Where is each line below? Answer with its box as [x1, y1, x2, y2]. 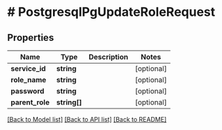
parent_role [10, 98, 50, 107]
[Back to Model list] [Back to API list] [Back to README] [7, 115, 167, 123]
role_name [10, 75, 47, 84]
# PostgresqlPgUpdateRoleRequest [7, 4, 216, 20]
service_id [10, 64, 47, 73]
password [10, 86, 45, 95]
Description [88, 53, 129, 62]
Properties [7, 32, 54, 44]
